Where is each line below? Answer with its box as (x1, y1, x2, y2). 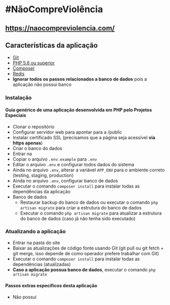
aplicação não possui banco (12, 81, 72, 87)
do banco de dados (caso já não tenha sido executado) (20, 215, 136, 222)
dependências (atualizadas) (12, 261, 71, 267)
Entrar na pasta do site (12, 239, 60, 246)
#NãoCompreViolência (5, 4, 103, 15)
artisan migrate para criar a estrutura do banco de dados (20, 204, 142, 210)
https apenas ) (12, 140, 43, 146)
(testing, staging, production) (12, 172, 74, 178)
